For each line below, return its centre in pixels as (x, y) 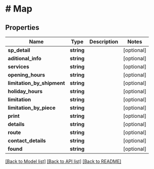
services (18, 67)
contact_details (27, 141)
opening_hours (27, 75)
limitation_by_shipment (36, 83)
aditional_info (25, 58)
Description (104, 42)
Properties (22, 28)
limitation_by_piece (32, 108)
